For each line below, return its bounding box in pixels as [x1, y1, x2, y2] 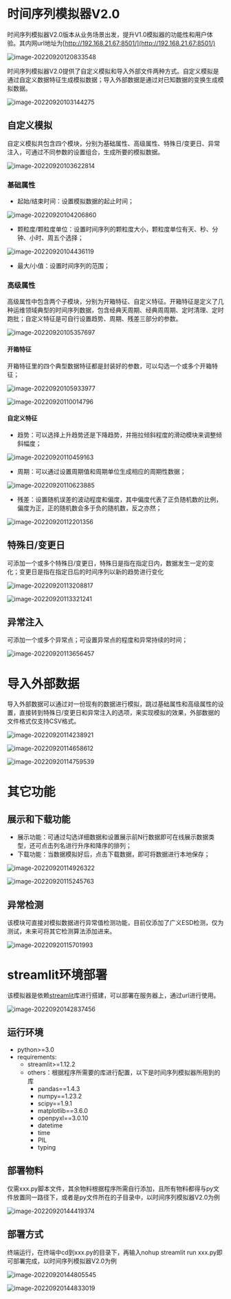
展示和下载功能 [7, 813, 71, 825]
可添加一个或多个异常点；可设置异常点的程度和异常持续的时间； [7, 636, 188, 644]
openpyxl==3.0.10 [37, 1114, 89, 1122]
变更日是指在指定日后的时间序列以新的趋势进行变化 [19, 568, 164, 576]
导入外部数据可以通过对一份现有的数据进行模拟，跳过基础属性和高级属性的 [7, 700, 218, 708]
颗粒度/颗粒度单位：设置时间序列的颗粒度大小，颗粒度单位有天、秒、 [16, 225, 212, 233]
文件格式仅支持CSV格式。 [7, 717, 80, 725]
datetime [37, 1121, 63, 1130]
